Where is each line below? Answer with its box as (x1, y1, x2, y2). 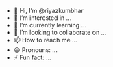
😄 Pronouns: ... (13, 46, 58, 54)
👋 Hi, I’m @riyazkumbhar (13, 7, 84, 14)
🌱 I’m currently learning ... (13, 21, 87, 29)
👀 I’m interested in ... (13, 14, 72, 22)
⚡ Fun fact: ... (13, 53, 51, 62)
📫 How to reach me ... (13, 36, 77, 44)
